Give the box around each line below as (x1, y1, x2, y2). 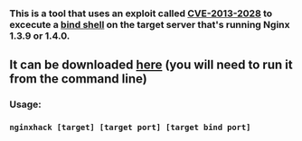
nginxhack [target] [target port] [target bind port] (9, 122, 251, 133)
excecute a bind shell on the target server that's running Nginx (9, 18, 290, 31)
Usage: (9, 98, 42, 110)
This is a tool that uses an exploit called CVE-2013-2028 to (9, 7, 273, 20)
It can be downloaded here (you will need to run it (9, 57, 293, 73)
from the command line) (9, 71, 147, 87)
